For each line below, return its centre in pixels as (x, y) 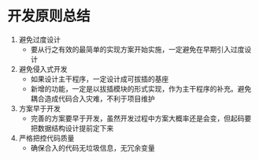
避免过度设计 (39, 39)
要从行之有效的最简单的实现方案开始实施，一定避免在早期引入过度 (137, 49)
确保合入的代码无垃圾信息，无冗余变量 (92, 147)
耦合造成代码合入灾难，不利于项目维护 (92, 99)
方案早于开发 (39, 108)
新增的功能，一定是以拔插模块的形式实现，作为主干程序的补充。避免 (141, 88)
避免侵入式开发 (43, 69)
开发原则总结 (49, 16)
